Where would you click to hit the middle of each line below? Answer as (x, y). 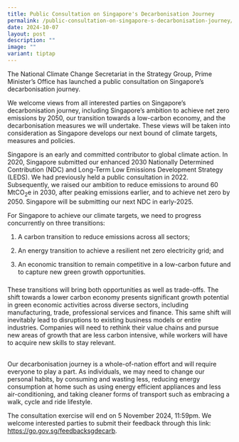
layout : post (27, 34)
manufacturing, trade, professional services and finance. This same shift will (119, 312)
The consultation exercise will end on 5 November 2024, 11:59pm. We (110, 415)
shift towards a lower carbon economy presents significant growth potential (118, 297)
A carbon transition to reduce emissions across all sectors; (104, 236)
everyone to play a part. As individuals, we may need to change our (106, 372)
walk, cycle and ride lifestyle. (50, 401)
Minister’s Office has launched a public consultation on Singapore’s (106, 81)
